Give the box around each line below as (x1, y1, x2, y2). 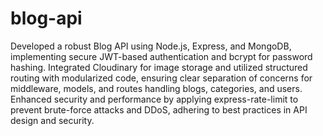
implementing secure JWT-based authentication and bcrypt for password (10, 50, 313, 62)
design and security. (10, 114, 95, 126)
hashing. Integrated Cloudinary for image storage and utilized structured (10, 61, 308, 73)
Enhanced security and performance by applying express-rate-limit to (10, 93, 299, 105)
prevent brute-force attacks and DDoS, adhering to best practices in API (10, 103, 308, 116)
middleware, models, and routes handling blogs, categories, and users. (10, 82, 303, 94)
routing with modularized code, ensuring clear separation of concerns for (10, 72, 313, 84)
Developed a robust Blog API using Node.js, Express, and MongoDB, (10, 40, 292, 52)
